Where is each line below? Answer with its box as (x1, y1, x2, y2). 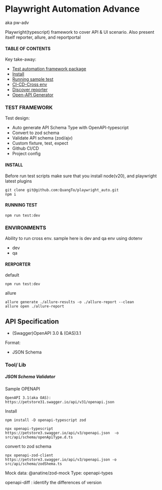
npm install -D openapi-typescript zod (5, 418, 86, 423)
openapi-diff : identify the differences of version (5, 480, 102, 486)
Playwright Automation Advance (5, 3, 140, 15)
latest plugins (5, 178, 32, 184)
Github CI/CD (12, 145, 39, 151)
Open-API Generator (12, 92, 54, 98)
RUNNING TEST (5, 202, 38, 208)
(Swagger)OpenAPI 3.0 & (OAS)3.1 (12, 330, 81, 336)
